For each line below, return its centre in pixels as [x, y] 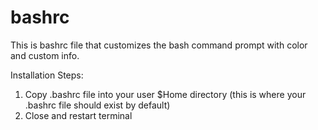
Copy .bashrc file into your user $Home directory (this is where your [165, 94]
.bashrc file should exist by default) [97, 105]
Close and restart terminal [78, 115]
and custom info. [45, 55]
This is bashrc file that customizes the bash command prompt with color [159, 45]
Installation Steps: [47, 75]
